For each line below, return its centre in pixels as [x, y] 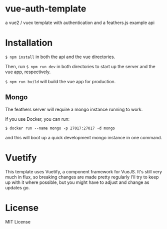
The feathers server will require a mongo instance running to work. [74, 109]
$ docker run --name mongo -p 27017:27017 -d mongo [60, 128]
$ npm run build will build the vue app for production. [60, 81]
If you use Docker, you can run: [37, 119]
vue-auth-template [46, 9]
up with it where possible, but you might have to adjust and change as [77, 182]
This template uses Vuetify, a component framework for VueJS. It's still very [84, 171]
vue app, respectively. [28, 72]
